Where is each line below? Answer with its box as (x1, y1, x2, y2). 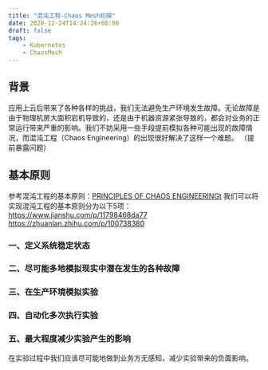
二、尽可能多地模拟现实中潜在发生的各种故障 (8, 263, 180, 274)
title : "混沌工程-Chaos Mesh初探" (8, 11, 116, 20)
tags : (8, 33, 26, 42)
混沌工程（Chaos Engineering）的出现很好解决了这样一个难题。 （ (29, 132, 247, 142)
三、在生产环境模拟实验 (8, 286, 98, 297)
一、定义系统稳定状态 (8, 240, 90, 251)
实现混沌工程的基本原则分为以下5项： (8, 201, 132, 211)
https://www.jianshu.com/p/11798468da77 (8, 210, 148, 219)
